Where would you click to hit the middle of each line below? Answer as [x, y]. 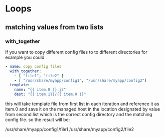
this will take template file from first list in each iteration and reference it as [82, 104]
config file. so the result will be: [38, 120]
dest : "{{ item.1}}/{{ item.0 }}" [50, 94]
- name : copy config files [33, 66]
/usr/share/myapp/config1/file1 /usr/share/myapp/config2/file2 [70, 129]
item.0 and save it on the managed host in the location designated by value [83, 109]
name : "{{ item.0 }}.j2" [40, 90]
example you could [25, 57]
